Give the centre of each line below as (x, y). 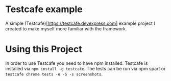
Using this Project (44, 49)
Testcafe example (44, 9)
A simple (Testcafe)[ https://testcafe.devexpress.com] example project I (80, 23)
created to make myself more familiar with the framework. (66, 28)
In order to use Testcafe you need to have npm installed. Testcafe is (77, 63)
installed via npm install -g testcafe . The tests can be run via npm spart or (86, 68)
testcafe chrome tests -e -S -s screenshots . (54, 74)
